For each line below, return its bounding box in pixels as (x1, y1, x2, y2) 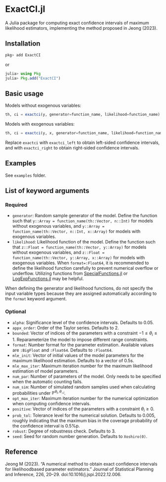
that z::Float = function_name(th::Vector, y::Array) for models (12, 244, 147, 250)
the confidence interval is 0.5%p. (12, 423, 80, 429)
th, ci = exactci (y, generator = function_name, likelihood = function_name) (5, 112, 161, 117)
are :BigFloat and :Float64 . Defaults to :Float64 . (12, 347, 113, 353)
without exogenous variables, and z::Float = (12, 249, 105, 255)
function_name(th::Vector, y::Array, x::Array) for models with (12, 255, 145, 261)
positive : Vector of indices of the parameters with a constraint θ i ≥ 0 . (12, 406, 155, 413)
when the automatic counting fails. (12, 379, 83, 385)
